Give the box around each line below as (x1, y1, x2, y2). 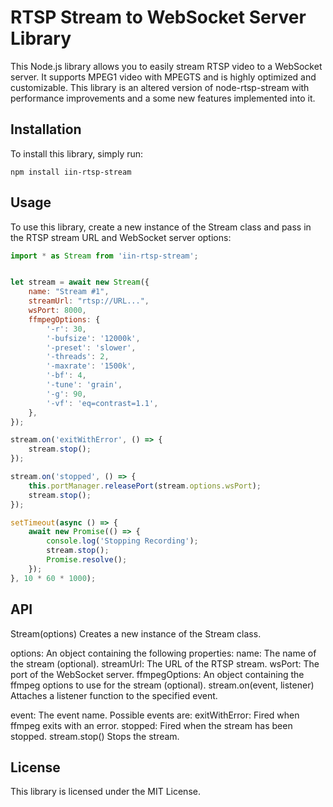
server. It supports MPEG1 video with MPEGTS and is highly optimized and (10, 71, 317, 83)
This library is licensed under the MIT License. (10, 786, 201, 798)
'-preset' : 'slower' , (46, 342, 137, 353)
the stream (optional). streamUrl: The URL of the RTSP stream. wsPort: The (10, 657, 320, 670)
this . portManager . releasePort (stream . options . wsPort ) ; (28, 481, 262, 491)
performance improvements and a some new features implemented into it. (10, 92, 316, 104)
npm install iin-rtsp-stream (10, 167, 132, 177)
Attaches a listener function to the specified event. (10, 689, 218, 701)
